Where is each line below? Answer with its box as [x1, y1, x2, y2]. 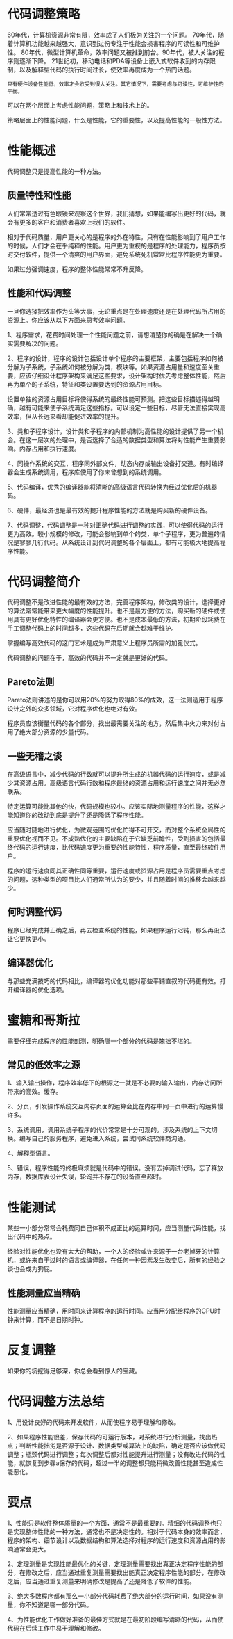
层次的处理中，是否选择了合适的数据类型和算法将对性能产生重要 [37, 435, 220, 444]
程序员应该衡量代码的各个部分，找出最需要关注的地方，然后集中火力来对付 [7, 719, 220, 727]
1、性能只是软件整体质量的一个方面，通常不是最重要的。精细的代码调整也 [7, 1519, 216, 1527]
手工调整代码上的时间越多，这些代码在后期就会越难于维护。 [7, 624, 178, 633]
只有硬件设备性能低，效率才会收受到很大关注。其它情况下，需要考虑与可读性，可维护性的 [7, 81, 224, 88]
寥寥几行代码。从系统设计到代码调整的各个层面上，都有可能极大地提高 [19, 538, 220, 547]
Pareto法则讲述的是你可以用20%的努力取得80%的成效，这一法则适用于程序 [7, 696, 223, 704]
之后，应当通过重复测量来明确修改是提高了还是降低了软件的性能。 [7, 1577, 196, 1585]
